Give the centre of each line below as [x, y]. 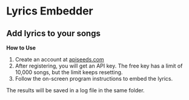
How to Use [21, 48]
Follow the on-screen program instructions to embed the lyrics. [94, 79]
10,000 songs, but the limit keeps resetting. [69, 72]
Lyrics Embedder [50, 11]
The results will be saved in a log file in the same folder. [75, 90]
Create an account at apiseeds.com [59, 59]
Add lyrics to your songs [54, 33]
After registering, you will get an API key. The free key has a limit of [99, 66]
